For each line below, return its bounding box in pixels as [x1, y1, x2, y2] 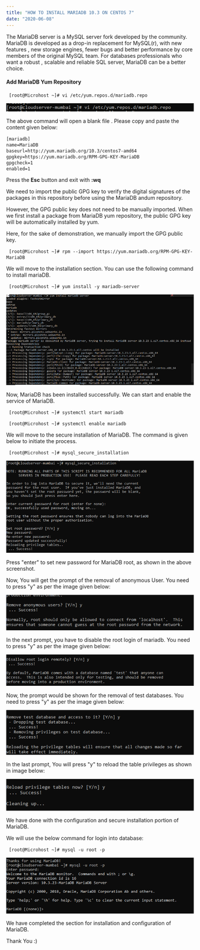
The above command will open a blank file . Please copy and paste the [6, 117, 180, 125]
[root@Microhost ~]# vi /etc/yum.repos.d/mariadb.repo [8, 92, 148, 98]
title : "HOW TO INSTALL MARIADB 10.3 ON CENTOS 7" [6, 10, 135, 16]
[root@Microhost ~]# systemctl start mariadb [8, 410, 124, 416]
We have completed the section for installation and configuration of [6, 919, 171, 927]
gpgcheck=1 [6, 160, 33, 166]
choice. [6, 64, 25, 72]
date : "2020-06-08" [6, 16, 55, 22]
